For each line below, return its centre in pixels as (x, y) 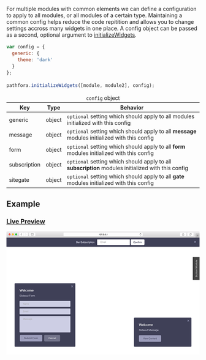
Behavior (132, 107)
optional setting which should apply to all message (132, 132)
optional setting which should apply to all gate (126, 176)
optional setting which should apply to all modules (131, 116)
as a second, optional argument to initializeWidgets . (71, 35)
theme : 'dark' (35, 60)
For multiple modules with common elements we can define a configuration (102, 9)
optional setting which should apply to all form (126, 146)
